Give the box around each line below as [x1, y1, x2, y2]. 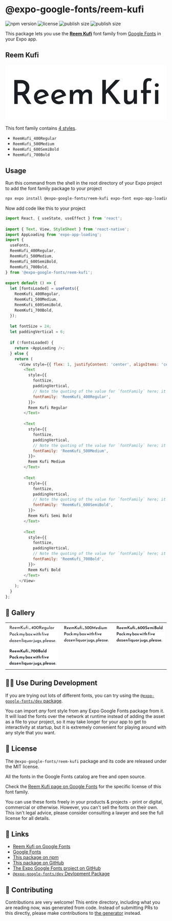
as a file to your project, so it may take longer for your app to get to [5, 718, 147, 725]
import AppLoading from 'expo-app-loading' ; [5, 232, 102, 237]
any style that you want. [5, 729, 56, 735]
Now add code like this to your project [5, 205, 86, 211]
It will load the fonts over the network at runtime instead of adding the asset [5, 713, 165, 719]
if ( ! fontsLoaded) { [10, 340, 54, 346]
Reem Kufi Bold [28, 567, 60, 572]
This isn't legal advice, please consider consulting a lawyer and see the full [5, 809, 164, 816]
